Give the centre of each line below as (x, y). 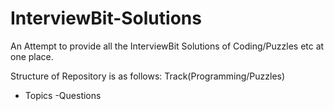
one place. (32, 56)
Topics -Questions (63, 95)
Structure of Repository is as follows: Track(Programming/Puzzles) (148, 76)
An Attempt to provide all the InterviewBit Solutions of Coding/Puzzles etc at (167, 46)
